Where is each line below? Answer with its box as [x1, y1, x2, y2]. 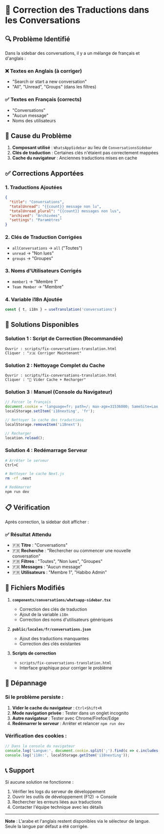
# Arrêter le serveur [5, 458, 49, 463]
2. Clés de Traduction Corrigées [5, 234, 82, 241]
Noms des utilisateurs [12, 117, 56, 124]
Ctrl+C [5, 463, 19, 468]
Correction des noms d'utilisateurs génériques [19, 617, 113, 622]
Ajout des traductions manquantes [19, 635, 89, 642]
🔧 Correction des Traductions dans [5, 4, 149, 16]
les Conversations [5, 15, 81, 26]
